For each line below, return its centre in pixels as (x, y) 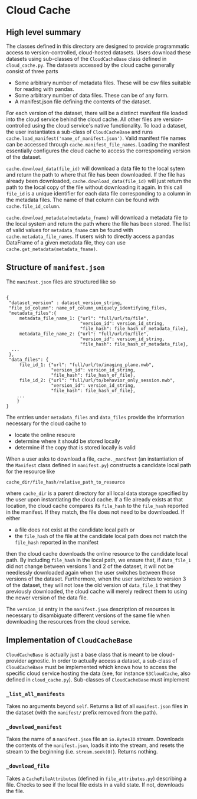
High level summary (44, 32)
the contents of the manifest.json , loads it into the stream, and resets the (95, 745)
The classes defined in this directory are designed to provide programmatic (98, 46)
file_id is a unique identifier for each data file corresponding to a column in (98, 193)
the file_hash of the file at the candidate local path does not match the (101, 536)
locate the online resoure (45, 435)
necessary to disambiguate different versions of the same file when (88, 615)
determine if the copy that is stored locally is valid (75, 447)
